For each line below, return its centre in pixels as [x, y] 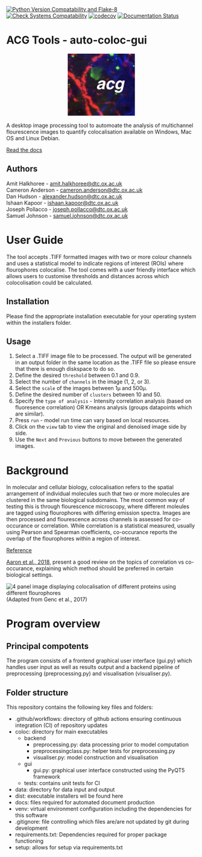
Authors [22, 169]
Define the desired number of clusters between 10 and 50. [88, 395]
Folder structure [37, 692]
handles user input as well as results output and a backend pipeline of [93, 667]
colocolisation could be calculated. [49, 282]
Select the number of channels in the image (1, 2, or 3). [83, 382]
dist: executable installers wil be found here [69, 796]
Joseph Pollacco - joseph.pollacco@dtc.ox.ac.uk [67, 209]
